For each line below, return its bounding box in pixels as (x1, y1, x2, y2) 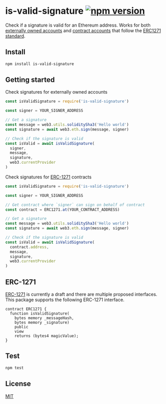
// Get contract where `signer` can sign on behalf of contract (5, 202, 145, 207)
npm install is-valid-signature (5, 61, 74, 66)
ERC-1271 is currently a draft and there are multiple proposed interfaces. (5, 291, 157, 297)
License (5, 379, 31, 388)
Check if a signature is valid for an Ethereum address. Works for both (5, 22, 151, 28)
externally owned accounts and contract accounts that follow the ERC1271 (5, 27, 161, 33)
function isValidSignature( (10, 311, 70, 316)
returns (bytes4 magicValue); (14, 333, 79, 339)
